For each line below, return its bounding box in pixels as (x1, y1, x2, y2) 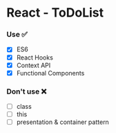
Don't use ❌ (6, 87, 47, 96)
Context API (16, 61, 51, 69)
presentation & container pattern (16, 118, 110, 126)
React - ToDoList (6, 5, 104, 21)
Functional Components (16, 69, 85, 77)
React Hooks (16, 53, 53, 62)
